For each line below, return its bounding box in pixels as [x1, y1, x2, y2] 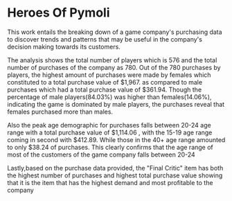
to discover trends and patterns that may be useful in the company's [7, 35, 203, 43]
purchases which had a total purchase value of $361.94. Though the [7, 85, 202, 94]
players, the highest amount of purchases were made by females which [7, 71, 211, 79]
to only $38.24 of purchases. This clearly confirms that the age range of [7, 143, 213, 151]
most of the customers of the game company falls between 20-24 [7, 150, 195, 159]
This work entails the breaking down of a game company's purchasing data [7, 28, 223, 36]
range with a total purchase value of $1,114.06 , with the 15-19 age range [7, 128, 213, 137]
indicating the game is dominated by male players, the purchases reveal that [7, 100, 225, 108]
